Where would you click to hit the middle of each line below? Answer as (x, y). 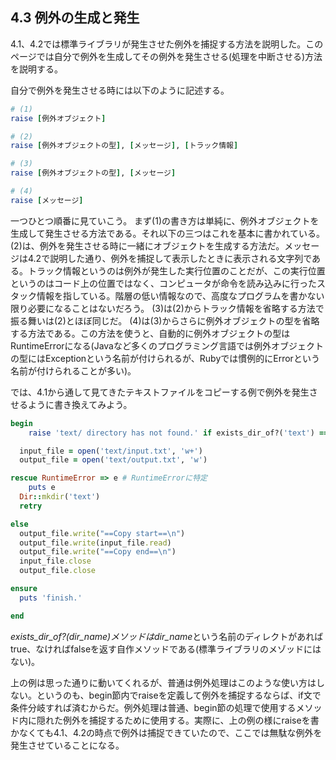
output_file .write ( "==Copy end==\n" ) (98, 552)
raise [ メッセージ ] (47, 200)
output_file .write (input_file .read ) (95, 543)
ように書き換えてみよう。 (80, 404)
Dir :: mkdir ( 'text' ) (60, 497)
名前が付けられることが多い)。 (73, 370)
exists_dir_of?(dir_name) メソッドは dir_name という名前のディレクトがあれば (167, 636)
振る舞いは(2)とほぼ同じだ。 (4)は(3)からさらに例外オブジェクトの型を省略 (165, 320)
